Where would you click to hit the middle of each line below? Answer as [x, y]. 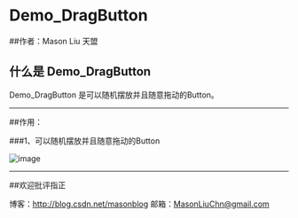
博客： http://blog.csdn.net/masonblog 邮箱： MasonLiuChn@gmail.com [140, 204]
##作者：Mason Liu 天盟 [54, 41]
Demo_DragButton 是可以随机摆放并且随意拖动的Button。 [114, 95]
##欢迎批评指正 [38, 185]
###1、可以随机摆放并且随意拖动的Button [85, 140]
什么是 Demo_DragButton [80, 72]
